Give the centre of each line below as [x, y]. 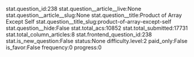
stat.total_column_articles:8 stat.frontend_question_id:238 [79, 35]
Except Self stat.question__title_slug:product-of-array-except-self [89, 22]
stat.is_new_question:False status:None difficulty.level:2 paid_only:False [97, 41]
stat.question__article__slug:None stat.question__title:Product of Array [94, 15]
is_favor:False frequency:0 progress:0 [54, 47]
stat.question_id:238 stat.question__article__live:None [74, 9]
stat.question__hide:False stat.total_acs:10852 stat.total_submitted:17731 [97, 28]
